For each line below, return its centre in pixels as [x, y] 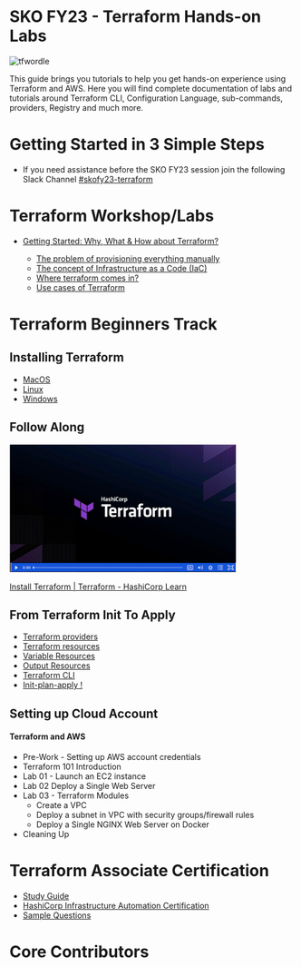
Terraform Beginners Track [113, 324]
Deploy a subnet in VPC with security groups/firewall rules [145, 815]
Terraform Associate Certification [139, 871]
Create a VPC [62, 805]
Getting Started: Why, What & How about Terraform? [121, 241]
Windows [40, 399]
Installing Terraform [67, 357]
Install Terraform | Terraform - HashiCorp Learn [98, 587]
